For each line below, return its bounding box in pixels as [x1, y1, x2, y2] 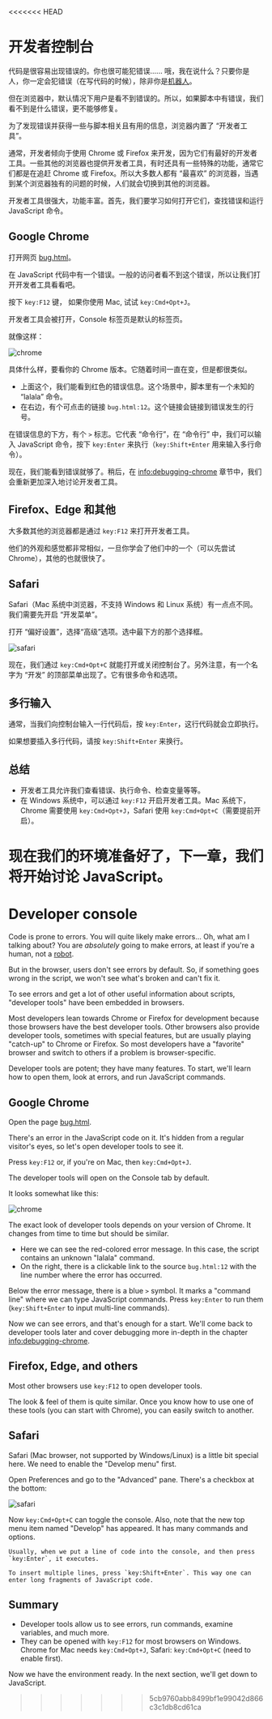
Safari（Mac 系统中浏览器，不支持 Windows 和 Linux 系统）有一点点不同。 [8, 600, 257, 609]
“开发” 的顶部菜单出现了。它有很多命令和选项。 [23, 670, 182, 680]
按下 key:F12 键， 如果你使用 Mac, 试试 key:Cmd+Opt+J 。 [8, 297, 195, 306]
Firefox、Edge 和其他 [8, 502, 116, 517]
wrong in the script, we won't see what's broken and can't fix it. [8, 973, 221, 983]
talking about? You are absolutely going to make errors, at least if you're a [8, 940, 255, 951]
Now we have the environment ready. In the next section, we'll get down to [8, 1670, 257, 1679]
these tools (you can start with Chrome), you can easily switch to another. [8, 1405, 255, 1415]
